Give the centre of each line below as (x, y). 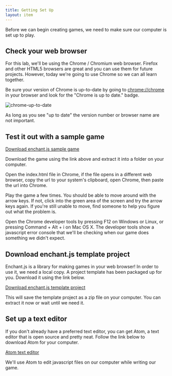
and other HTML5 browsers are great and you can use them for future (79, 69)
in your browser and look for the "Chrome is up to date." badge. (72, 95)
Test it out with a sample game (55, 137)
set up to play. (20, 35)
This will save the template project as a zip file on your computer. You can (83, 297)
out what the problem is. (31, 212)
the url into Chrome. (26, 185)
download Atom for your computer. (42, 342)
